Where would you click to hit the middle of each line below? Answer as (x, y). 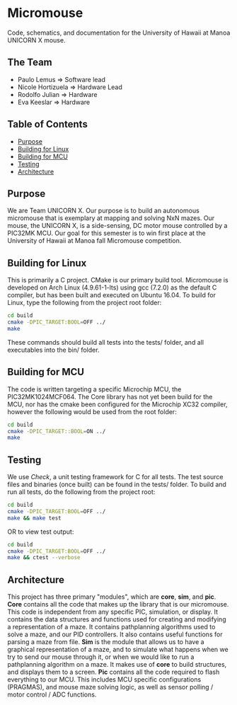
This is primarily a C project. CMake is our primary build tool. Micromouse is (118, 280)
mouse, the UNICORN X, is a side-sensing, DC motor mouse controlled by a (117, 226)
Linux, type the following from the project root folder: (85, 303)
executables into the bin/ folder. (53, 350)
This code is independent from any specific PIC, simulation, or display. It (112, 612)
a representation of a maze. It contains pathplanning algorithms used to (111, 627)
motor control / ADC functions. (52, 694)
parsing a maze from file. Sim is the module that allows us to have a (106, 642)
